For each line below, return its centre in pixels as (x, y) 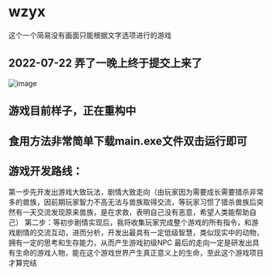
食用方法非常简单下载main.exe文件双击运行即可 (128, 141)
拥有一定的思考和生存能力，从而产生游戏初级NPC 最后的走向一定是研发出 (130, 243)
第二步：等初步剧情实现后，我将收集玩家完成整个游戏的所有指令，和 (138, 222)
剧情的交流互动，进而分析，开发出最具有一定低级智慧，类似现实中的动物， (139, 233)
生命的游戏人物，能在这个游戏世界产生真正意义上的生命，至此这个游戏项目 (139, 253)
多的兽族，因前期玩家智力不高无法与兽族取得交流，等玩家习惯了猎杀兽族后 (132, 202)
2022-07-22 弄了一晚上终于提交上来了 (105, 63)
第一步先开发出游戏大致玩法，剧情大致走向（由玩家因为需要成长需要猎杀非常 (136, 192)
